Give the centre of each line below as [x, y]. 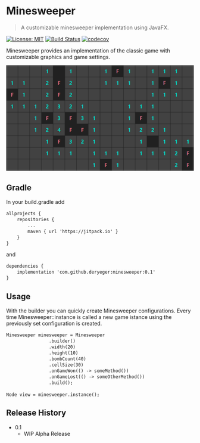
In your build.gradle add [35, 202]
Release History [36, 413]
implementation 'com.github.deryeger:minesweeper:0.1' [86, 272]
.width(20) [62, 347]
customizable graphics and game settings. [58, 57]
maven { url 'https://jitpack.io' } [73, 232]
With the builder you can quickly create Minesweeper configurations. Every [99, 311]
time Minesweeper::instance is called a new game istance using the [89, 317]
